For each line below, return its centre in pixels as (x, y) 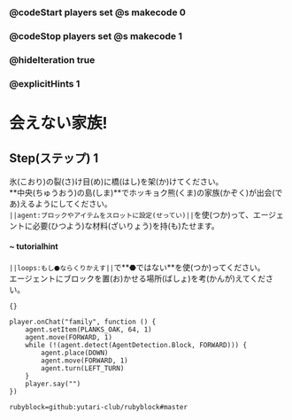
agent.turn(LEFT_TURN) (83, 368)
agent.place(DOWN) (75, 353)
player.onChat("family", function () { (83, 322)
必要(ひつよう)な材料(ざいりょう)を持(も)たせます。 (126, 226)
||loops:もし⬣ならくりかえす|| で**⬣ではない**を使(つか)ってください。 (137, 267)
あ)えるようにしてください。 (61, 203)
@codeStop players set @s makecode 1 (96, 35)
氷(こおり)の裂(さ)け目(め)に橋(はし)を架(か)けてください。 (116, 181)
